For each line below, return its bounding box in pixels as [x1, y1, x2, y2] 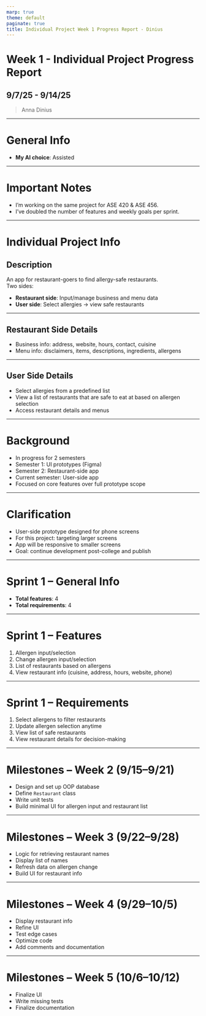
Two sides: [6, 282, 34, 290]
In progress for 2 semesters [15, 454, 86, 461]
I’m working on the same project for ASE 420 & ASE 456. [15, 201, 159, 209]
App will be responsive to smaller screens [15, 541, 121, 548]
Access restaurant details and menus [15, 406, 109, 414]
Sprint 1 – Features [6, 629, 102, 642]
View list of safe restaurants [15, 729, 86, 737]
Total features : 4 [15, 595, 59, 602]
